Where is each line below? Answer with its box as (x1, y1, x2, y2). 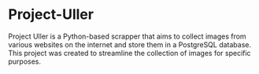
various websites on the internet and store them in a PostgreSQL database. (8, 39, 252, 49)
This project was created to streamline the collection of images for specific (8, 48, 251, 57)
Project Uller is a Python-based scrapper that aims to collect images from (8, 31, 246, 41)
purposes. (8, 57, 42, 66)
